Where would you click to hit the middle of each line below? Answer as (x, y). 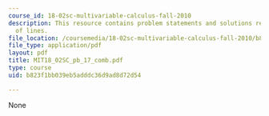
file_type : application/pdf (55, 46)
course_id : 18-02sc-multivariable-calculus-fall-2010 (100, 16)
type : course (30, 68)
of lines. (32, 30)
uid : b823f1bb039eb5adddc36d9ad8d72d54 (75, 75)
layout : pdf (28, 53)
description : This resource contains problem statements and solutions (130, 23)
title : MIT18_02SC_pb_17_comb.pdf (66, 61)
